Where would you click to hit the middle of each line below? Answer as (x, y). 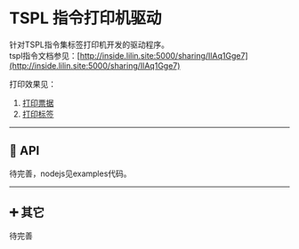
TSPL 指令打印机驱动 (85, 18)
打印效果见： (32, 84)
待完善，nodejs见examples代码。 (70, 173)
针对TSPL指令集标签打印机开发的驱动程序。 (89, 44)
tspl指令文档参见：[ (44, 55)
